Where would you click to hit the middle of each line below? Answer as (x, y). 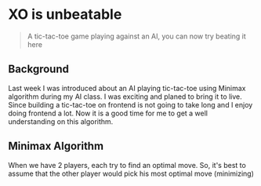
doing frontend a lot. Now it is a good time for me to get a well (108, 113)
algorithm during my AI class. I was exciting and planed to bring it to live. (125, 97)
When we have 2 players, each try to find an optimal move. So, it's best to (127, 165)
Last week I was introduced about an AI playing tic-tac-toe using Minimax (127, 88)
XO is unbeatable (65, 15)
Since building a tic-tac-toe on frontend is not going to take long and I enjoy (130, 104)
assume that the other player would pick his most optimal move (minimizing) (131, 173)
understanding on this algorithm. (61, 121)
